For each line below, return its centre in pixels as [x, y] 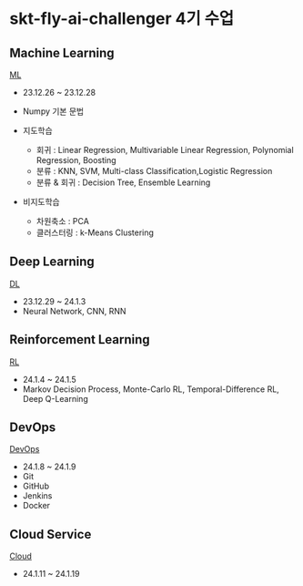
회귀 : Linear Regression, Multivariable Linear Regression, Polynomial [165, 150]
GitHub [36, 486]
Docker [36, 506]
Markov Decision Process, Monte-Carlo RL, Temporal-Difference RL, [151, 389]
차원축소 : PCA [62, 221]
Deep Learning [52, 262]
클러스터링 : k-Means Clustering [95, 232]
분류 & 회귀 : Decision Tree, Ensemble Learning [123, 182]
